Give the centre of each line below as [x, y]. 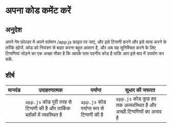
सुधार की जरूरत [140, 90]
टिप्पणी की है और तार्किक [48, 108]
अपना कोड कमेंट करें [38, 10]
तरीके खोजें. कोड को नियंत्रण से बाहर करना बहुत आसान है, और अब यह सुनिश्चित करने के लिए [81, 48]
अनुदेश [14, 29]
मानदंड [14, 90]
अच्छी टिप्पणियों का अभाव [139, 111]
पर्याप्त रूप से [92, 108]
